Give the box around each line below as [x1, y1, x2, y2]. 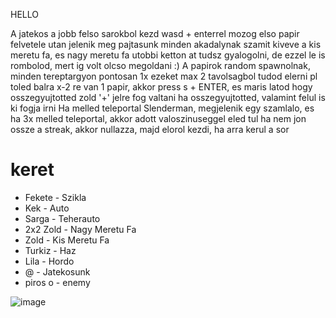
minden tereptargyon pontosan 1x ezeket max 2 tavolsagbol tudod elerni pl [10, 70, 318, 82]
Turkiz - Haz [24, 244, 77, 256]
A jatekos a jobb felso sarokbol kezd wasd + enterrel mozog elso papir [10, 28, 300, 39]
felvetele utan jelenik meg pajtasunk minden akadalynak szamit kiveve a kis [10, 39, 322, 50]
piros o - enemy [24, 276, 91, 288]
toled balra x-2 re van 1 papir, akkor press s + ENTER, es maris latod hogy [10, 81, 313, 93]
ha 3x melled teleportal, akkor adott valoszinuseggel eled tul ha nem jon [10, 113, 307, 124]
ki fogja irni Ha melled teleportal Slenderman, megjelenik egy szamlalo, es [10, 102, 315, 114]
